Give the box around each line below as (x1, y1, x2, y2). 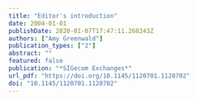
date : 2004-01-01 (8, 19, 67, 27)
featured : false (8, 57, 63, 65)
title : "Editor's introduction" (8, 11, 118, 20)
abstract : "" (8, 49, 53, 57)
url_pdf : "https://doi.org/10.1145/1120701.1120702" (8, 72, 191, 80)
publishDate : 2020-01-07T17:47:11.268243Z (8, 27, 154, 35)
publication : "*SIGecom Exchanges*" (8, 65, 132, 73)
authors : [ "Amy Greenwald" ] (8, 34, 104, 43)
